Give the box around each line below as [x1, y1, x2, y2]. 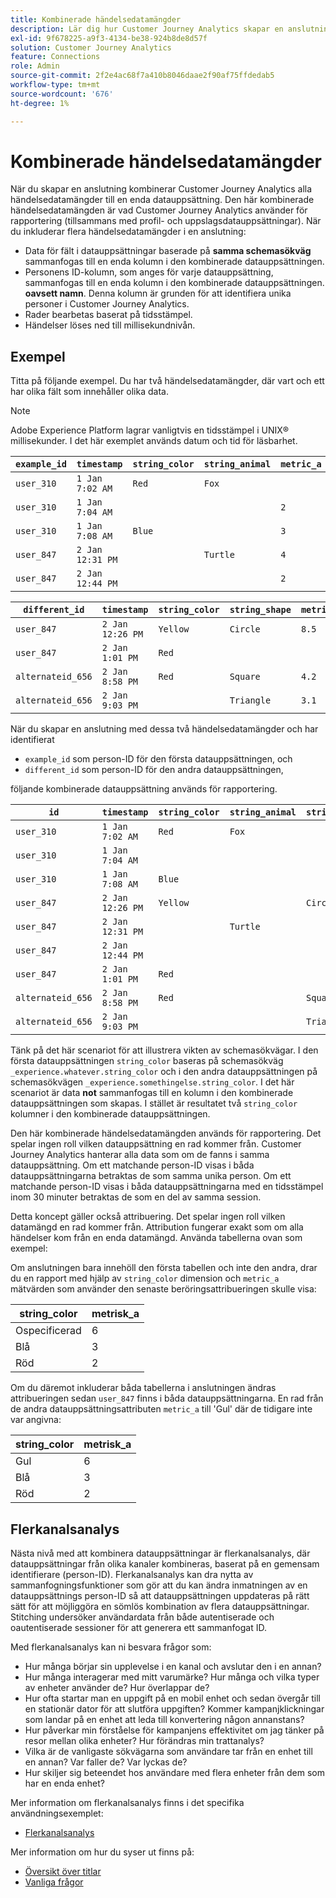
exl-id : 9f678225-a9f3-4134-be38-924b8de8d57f [10, 33, 208, 43]
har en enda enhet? [24, 1777, 105, 1790]
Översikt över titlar [24, 1866, 102, 1878]
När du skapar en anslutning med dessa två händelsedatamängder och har [10, 723, 319, 735]
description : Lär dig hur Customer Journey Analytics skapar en [10, 24, 284, 34]
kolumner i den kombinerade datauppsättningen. [10, 1108, 211, 1120]
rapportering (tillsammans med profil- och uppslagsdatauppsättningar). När [10, 215, 322, 227]
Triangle [229, 695, 272, 706]
